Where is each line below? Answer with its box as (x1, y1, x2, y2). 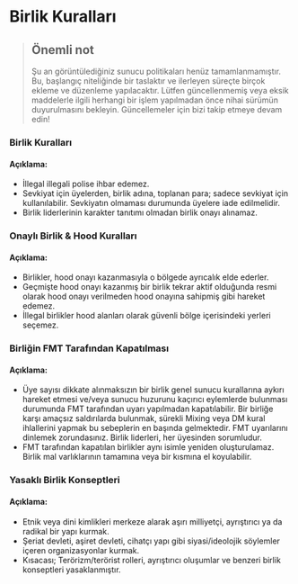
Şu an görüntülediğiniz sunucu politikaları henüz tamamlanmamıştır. (31, 66, 281, 76)
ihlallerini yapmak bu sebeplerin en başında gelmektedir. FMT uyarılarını (22, 423, 289, 434)
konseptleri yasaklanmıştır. (22, 564, 121, 575)
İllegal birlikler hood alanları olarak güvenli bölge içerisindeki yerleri (22, 310, 271, 321)
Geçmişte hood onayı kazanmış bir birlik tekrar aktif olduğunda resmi (22, 282, 277, 292)
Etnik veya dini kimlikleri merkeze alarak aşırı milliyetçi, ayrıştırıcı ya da (22, 516, 283, 527)
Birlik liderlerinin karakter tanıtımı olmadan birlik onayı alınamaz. (22, 207, 258, 218)
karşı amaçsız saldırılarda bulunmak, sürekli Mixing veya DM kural (22, 413, 266, 424)
